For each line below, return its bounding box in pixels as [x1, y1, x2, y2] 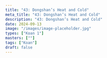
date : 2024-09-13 [5, 21, 42, 27]
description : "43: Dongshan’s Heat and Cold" [5, 17, 102, 22]
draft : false [5, 45, 33, 50]
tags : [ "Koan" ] [5, 40, 37, 45]
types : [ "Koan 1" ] [5, 31, 44, 36]
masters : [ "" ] [5, 36, 35, 41]
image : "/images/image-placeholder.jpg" [5, 26, 92, 31]
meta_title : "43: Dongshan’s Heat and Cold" [5, 12, 100, 17]
